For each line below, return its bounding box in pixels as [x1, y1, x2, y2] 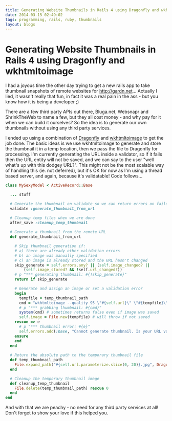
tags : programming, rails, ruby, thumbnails [5, 17, 102, 22]
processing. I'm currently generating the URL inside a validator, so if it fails [5, 151, 162, 158]
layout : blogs [5, 21, 36, 27]
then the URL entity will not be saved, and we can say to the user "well [5, 157, 154, 163]
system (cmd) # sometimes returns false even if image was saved [18, 310, 159, 315]
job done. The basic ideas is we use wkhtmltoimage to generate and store [5, 140, 161, 146]
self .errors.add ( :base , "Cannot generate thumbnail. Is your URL [18, 328, 161, 334]
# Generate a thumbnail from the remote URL [10, 230, 106, 235]
